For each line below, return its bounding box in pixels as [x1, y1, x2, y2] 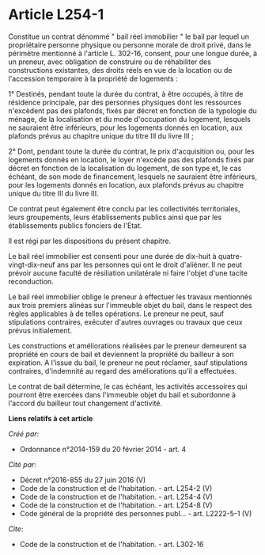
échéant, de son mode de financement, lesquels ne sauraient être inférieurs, [8, 172, 257, 181]
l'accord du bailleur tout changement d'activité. [8, 398, 163, 408]
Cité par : [8, 459, 37, 469]
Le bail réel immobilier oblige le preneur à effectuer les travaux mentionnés [8, 291, 252, 302]
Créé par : [8, 429, 40, 439]
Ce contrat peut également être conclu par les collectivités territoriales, [8, 203, 240, 213]
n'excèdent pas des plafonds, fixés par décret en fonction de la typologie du [8, 105, 257, 116]
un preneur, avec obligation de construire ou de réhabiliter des [8, 57, 212, 67]
